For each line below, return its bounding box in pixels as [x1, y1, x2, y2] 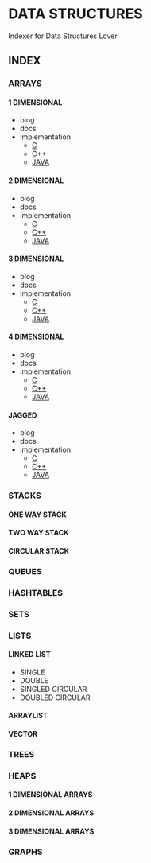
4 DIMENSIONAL [8, 332, 64, 342]
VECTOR [8, 729, 38, 739]
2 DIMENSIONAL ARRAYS [8, 808, 95, 818]
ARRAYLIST [8, 711, 48, 721]
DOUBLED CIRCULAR [19, 693, 91, 702]
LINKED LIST [8, 650, 51, 659]
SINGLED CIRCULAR [19, 684, 87, 694]
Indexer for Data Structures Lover [8, 31, 118, 41]
